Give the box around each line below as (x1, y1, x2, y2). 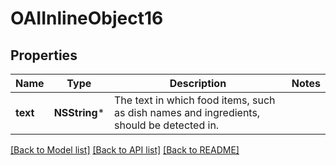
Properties (10, 47, 78, 64)
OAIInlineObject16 (10, 7, 164, 30)
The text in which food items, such (114, 93, 276, 107)
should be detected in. (114, 118, 220, 132)
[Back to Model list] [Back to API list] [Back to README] (10, 144, 240, 156)
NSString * (53, 106, 105, 119)
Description (169, 77, 227, 90)
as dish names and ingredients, (114, 106, 261, 119)
